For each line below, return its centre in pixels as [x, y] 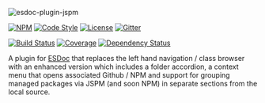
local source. [29, 92]
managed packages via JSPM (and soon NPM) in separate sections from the [133, 84]
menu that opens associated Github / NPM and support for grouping [119, 75]
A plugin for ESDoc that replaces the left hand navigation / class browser [127, 58]
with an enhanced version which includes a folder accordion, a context [123, 67]
